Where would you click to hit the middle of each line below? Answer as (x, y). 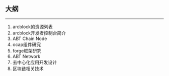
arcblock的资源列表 (32, 26)
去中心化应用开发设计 (34, 62)
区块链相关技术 (28, 68)
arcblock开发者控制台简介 (39, 33)
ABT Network (26, 56)
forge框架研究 (27, 50)
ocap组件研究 (27, 44)
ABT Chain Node (30, 38)
